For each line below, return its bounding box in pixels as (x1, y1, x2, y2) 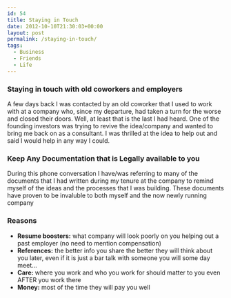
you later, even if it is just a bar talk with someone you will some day (17, 253, 210, 262)
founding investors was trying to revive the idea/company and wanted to (7, 121, 214, 130)
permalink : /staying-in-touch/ (7, 36, 97, 43)
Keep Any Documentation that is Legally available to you (7, 153, 200, 163)
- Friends (13, 55, 41, 62)
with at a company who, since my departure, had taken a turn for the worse (7, 107, 221, 115)
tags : (7, 42, 23, 49)
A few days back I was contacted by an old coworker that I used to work (7, 99, 212, 108)
